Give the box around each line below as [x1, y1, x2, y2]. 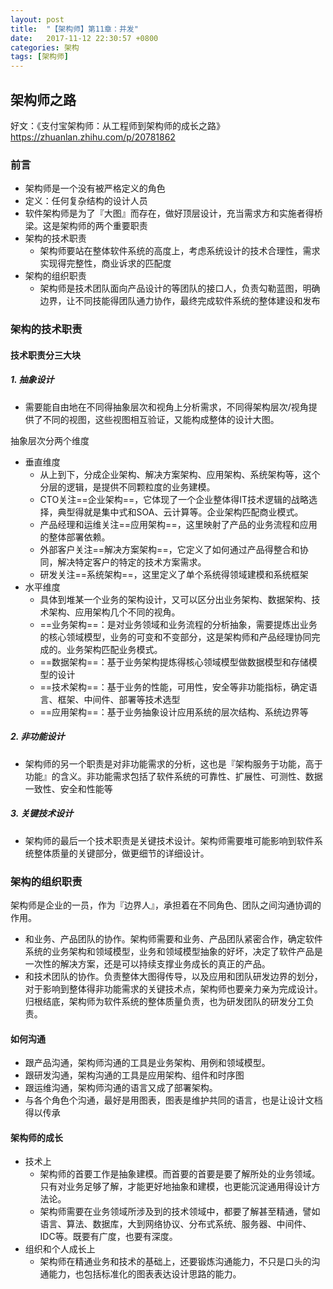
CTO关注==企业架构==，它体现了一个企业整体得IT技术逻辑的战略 [39, 493, 309, 505]
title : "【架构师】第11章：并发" [10, 24, 139, 34]
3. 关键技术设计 [10, 807, 74, 820]
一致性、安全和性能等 [24, 782, 113, 795]
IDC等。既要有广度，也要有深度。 [39, 1231, 178, 1243]
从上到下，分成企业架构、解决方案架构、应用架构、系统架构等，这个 [39, 468, 321, 480]
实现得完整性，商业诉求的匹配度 [39, 257, 172, 270]
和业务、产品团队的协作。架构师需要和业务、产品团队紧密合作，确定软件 [24, 932, 323, 945]
